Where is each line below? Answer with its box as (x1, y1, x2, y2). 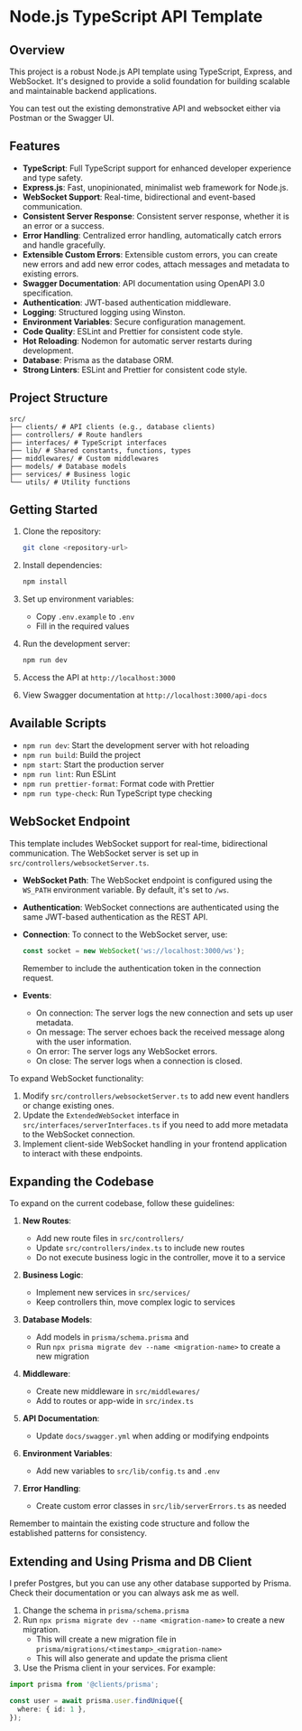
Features (9, 138, 60, 154)
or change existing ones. (22, 1099, 114, 1110)
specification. (22, 287, 74, 298)
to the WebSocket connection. (22, 1128, 135, 1139)
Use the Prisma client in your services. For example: (22, 1662, 216, 1673)
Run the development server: (22, 639, 131, 650)
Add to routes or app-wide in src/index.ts (35, 1396, 194, 1407)
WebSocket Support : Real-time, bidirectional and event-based (22, 192, 256, 202)
